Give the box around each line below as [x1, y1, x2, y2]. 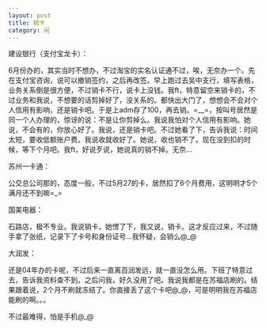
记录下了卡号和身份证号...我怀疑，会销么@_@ [49, 232, 197, 241]
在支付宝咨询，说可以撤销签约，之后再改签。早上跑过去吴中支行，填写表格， [8, 76, 258, 85]
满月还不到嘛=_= [8, 188, 63, 198]
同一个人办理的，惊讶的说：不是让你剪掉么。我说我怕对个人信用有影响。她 [8, 115, 251, 125]
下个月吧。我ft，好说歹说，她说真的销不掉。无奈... [28, 145, 192, 154]
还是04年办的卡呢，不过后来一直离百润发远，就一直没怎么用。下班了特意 [8, 266, 246, 275]
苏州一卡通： [8, 161, 50, 171]
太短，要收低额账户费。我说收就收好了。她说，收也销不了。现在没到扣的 [8, 135, 244, 145]
